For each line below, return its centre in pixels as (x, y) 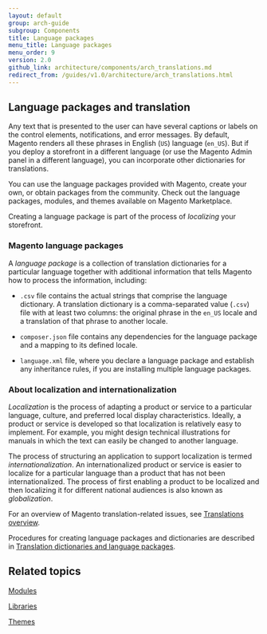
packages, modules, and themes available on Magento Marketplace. (120, 201)
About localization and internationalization (92, 389)
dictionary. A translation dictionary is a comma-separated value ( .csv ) (134, 304)
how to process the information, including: (78, 280)
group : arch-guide (39, 23)
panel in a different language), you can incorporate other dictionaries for (127, 160)
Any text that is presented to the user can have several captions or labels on (133, 126)
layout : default (35, 16)
